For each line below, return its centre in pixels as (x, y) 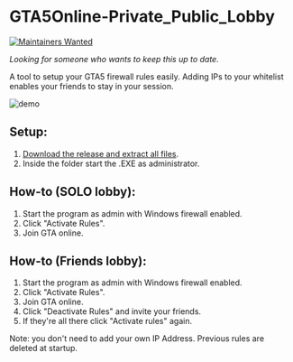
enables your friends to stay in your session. (92, 86)
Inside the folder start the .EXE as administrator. (111, 163)
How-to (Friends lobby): (78, 260)
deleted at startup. (44, 348)
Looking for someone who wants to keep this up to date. (114, 59)
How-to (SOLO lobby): (73, 192)
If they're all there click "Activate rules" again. (107, 321)
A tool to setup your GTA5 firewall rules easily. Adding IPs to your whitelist (146, 76)
